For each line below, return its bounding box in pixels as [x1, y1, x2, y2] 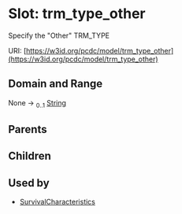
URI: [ [8, 46, 27, 55]
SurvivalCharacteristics [19, 197, 96, 207]
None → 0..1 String [8, 98, 67, 109]
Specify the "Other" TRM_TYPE [8, 31, 110, 40]
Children [8, 149, 51, 163]
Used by [8, 176, 50, 190]
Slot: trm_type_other [8, 5, 146, 23]
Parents [8, 123, 47, 136]
